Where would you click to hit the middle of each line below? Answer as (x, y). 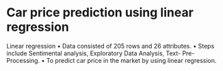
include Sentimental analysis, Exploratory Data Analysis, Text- (94, 53)
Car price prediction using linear (100, 13)
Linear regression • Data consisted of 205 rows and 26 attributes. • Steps (110, 46)
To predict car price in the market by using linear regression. (131, 60)
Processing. (23, 60)
